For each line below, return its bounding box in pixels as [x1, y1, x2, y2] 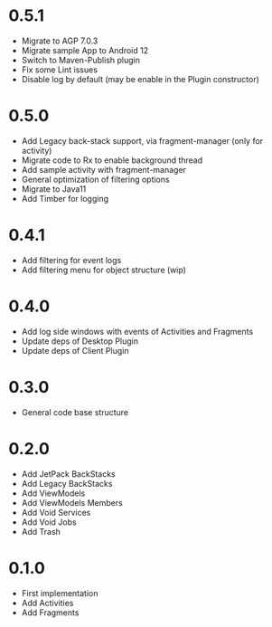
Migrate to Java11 [21, 183, 87, 195]
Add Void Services [21, 507, 91, 518]
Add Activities [21, 597, 74, 608]
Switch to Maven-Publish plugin [21, 54, 141, 65]
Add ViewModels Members [21, 497, 123, 508]
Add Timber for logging [21, 193, 109, 204]
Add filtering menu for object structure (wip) [21, 264, 187, 275]
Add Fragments [21, 607, 80, 618]
